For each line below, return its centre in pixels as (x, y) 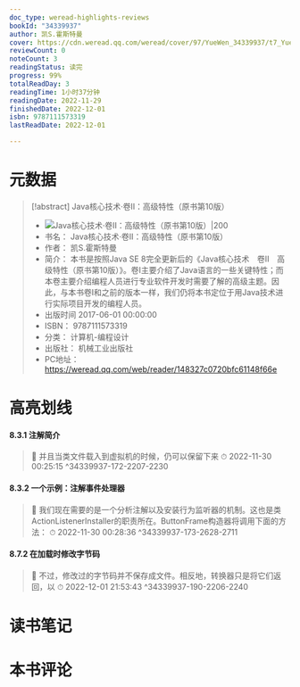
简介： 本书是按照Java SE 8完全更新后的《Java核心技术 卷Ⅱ (157, 259)
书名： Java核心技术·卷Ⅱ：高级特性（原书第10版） (136, 236)
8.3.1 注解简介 (35, 435)
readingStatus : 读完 (46, 68)
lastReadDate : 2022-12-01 (57, 126)
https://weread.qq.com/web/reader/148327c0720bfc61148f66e (161, 369)
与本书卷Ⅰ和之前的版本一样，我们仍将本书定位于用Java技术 (168, 292)
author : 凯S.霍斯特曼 (46, 34)
